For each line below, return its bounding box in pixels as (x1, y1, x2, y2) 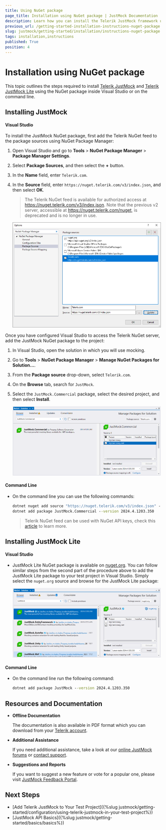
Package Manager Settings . (12, 153, 71, 159)
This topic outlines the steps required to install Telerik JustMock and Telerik (5, 83, 159, 89)
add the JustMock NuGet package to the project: (5, 338, 105, 344)
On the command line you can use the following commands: (12, 493, 135, 499)
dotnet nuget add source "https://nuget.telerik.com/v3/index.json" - (12, 504, 161, 509)
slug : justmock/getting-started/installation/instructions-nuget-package (5, 29, 161, 34)
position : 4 (5, 45, 30, 50)
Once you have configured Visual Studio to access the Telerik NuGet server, (5, 332, 160, 338)
